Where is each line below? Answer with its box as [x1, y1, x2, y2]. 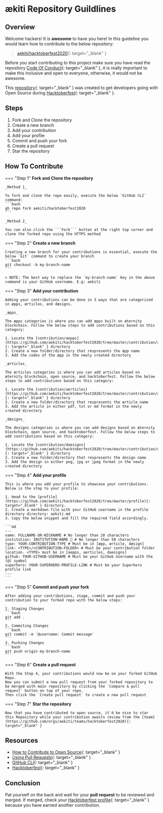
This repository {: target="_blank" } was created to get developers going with [5, 85, 159, 91]
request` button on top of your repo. [5, 688, 83, 693]
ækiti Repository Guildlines [5, 3, 116, 15]
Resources [5, 736, 38, 745]
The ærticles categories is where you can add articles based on [5, 369, 140, 375]
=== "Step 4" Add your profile [5, 472, 66, 478]
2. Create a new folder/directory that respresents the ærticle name [5, 400, 149, 405]
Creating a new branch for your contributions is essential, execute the [5, 250, 158, 254]
